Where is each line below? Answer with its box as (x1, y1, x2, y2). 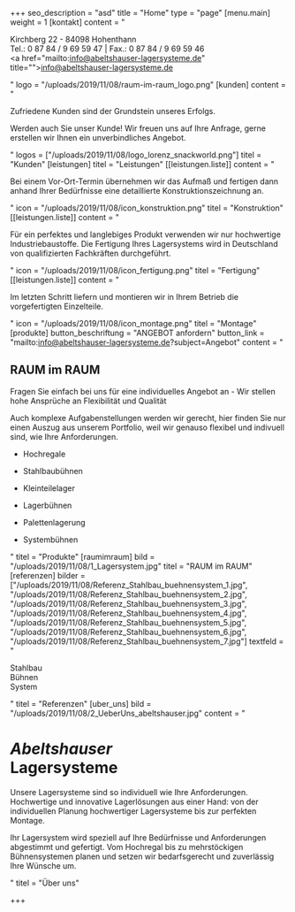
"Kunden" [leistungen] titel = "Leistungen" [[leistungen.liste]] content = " (10, 159, 275, 169)
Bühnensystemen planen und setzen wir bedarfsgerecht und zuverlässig (10, 851, 275, 862)
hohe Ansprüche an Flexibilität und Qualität (10, 395, 167, 406)
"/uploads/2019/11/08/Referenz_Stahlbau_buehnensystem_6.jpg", (10, 626, 247, 637)
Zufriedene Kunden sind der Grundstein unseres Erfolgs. (10, 106, 216, 116)
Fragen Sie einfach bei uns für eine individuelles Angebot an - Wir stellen (10, 386, 276, 396)
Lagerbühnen (22, 500, 72, 510)
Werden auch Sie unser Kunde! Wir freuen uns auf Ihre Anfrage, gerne (10, 123, 266, 134)
